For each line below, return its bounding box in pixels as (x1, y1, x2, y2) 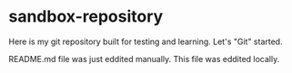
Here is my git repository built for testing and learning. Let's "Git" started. (8, 36, 283, 47)
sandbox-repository (8, 6, 164, 27)
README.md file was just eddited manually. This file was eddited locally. (8, 53, 280, 64)
